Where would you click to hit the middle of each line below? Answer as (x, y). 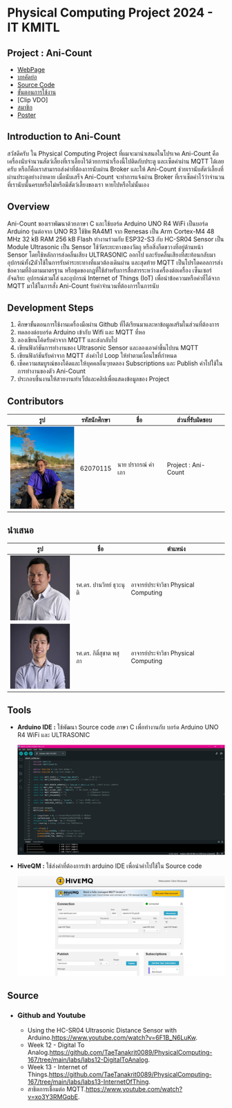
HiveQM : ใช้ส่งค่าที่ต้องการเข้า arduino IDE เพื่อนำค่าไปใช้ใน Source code (109, 866)
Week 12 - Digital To (56, 1045)
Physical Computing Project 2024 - (110, 13)
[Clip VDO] (32, 100)
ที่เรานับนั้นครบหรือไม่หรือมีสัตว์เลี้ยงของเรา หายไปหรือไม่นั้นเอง (78, 184)
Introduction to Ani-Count (64, 137)
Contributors (36, 401)
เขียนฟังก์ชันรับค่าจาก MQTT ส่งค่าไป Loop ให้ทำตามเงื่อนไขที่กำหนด (97, 356)
